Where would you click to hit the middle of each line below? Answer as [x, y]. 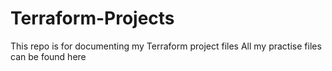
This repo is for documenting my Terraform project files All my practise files [166, 46]
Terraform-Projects [92, 18]
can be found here [48, 56]
